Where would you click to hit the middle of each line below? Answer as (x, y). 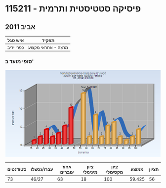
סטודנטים (17, 169)
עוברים (67, 172)
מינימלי (90, 172)
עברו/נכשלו (42, 169)
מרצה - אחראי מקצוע (48, 47)
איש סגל (16, 40)
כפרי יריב (16, 47)
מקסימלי (115, 172)
